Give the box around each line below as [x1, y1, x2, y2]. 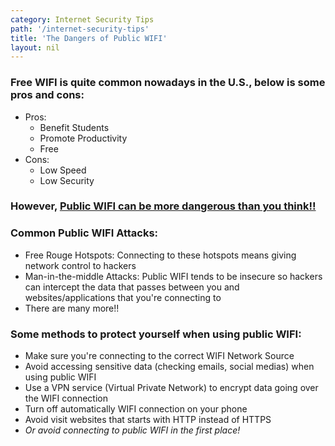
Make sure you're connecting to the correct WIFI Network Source [24, 350, 295, 362]
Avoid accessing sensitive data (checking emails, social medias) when [24, 361, 315, 373]
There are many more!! [24, 302, 120, 314]
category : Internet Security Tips [10, 14, 155, 25]
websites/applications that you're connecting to [24, 291, 222, 303]
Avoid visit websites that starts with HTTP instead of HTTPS [24, 414, 272, 426]
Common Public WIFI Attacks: [10, 226, 159, 240]
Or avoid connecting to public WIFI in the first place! [24, 424, 241, 436]
